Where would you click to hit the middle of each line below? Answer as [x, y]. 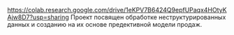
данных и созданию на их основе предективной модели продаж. [105, 24]
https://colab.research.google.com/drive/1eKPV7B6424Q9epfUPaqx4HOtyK [117, 10]
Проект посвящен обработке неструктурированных [148, 17]
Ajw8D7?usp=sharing [38, 17]
